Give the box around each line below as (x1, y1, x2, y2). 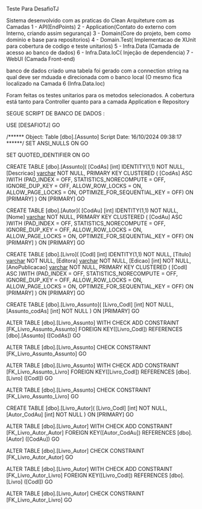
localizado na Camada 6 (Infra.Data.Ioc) (6, 80, 106, 87)
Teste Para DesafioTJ (6, 5, 59, 12)
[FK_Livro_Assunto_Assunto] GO (6, 350, 87, 357)
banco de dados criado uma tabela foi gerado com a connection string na (6, 67, 189, 74)
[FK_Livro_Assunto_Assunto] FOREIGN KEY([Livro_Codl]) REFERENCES (6, 326, 183, 332)
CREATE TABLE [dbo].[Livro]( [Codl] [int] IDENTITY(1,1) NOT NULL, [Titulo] (6, 251, 191, 258)
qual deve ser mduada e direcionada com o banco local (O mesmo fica (6, 74, 182, 80)
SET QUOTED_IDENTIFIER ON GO (6, 151, 90, 158)
